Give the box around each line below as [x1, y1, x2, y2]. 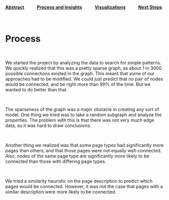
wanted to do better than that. [5, 87, 68, 93]
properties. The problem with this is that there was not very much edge [5, 117, 154, 123]
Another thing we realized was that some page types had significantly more [5, 142, 164, 148]
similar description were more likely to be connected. [5, 189, 117, 195]
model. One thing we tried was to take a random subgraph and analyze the [5, 112, 162, 118]
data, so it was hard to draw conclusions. [5, 122, 92, 129]
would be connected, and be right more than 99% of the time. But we [5, 81, 151, 87]
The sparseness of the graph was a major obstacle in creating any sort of [5, 107, 159, 113]
